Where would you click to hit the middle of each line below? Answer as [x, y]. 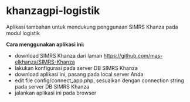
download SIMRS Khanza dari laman [58, 55]
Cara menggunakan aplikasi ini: [45, 44]
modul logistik [23, 33]
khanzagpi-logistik [53, 11]
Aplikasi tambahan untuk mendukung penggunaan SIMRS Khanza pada [92, 27]
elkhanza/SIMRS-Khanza [45, 62]
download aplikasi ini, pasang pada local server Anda [79, 74]
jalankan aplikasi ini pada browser [55, 93]
